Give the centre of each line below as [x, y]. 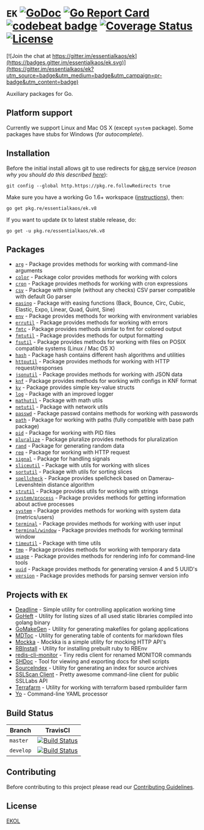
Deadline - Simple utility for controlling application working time [95, 610]
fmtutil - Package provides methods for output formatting [89, 335]
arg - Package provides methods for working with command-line [97, 264]
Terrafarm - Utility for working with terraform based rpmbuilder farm [101, 688]
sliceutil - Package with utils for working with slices [82, 465]
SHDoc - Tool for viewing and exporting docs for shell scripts [92, 661]
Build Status [30, 713]
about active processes [45, 504]
